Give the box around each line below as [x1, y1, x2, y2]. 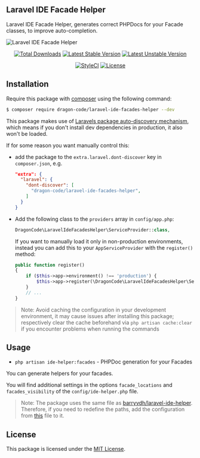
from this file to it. [20, 412, 64, 419]
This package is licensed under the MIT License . [6, 445, 125, 453]
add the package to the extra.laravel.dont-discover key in [14, 153, 162, 160]
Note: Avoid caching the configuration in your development [20, 306, 167, 313]
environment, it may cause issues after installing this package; [20, 312, 174, 319]
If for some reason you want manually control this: [6, 142, 130, 149]
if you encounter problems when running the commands [20, 325, 159, 332]
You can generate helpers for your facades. [6, 370, 113, 377]
